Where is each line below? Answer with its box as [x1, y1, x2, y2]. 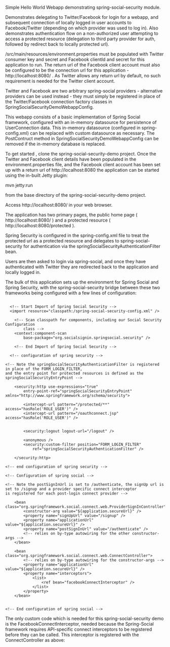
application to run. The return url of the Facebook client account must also [5, 62, 160, 68]
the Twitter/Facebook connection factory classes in [5, 99, 112, 105]
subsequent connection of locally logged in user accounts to [5, 20, 132, 25]
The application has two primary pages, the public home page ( [5, 212, 138, 218]
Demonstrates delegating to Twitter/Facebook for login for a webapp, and [5, 14, 158, 20]
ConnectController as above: [5, 637, 65, 643]
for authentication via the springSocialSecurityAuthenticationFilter [23, 243, 161, 249]
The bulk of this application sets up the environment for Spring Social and [5, 279, 159, 285]
